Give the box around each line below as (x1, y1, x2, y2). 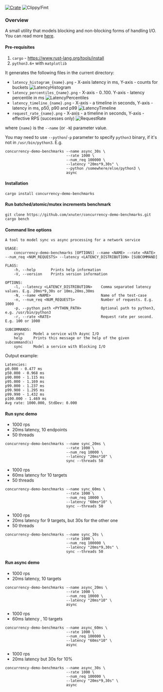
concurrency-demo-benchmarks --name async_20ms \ (5, 585, 108, 590)
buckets (12, 84, 29, 90)
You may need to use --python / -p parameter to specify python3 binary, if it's (5, 134, 157, 140)
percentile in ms (12, 95, 45, 100)
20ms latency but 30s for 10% (12, 656, 73, 662)
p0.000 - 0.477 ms (5, 366, 42, 371)
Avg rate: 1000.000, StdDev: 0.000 (5, 401, 77, 405)
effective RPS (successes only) (12, 115, 75, 121)
